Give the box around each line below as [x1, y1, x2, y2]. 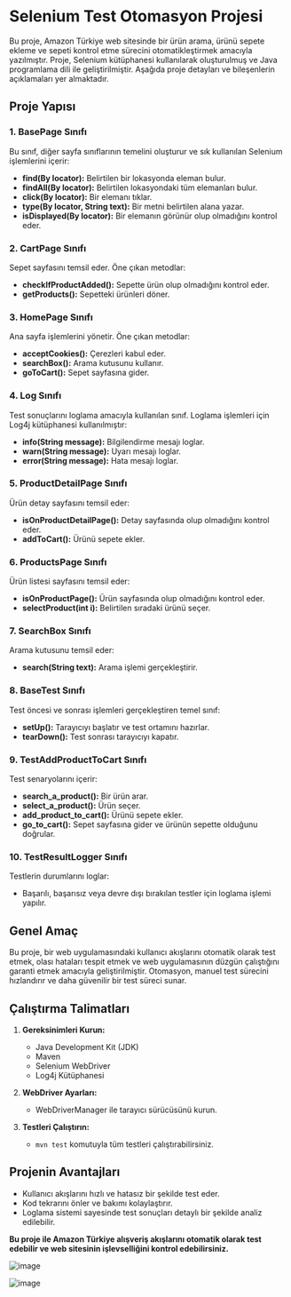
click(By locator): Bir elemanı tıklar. [21, 191, 153, 202]
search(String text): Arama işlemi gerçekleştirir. [21, 662, 198, 672]
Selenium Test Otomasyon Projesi [9, 6, 263, 27]
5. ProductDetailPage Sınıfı [9, 477, 128, 489]
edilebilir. [21, 1216, 56, 1227]
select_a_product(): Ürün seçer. [21, 800, 141, 810]
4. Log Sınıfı [9, 389, 62, 402]
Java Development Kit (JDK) [35, 1041, 139, 1052]
